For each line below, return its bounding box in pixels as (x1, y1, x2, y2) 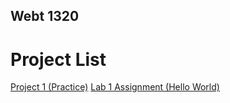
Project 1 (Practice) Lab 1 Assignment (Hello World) (10, 81, 220, 93)
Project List (10, 48, 107, 71)
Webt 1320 (10, 8, 80, 25)
